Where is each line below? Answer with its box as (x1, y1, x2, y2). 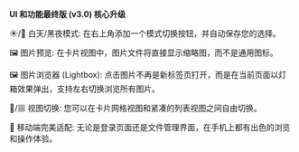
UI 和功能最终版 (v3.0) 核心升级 (9, 9, 126, 19)
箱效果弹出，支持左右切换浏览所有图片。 (9, 83, 160, 94)
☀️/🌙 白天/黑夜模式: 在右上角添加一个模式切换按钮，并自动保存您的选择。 (9, 28, 282, 39)
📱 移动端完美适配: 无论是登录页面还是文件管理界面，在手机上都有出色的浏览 (9, 122, 291, 132)
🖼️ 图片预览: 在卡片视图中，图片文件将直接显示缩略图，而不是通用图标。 (9, 47, 278, 58)
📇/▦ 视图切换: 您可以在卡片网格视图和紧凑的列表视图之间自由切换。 (9, 103, 262, 113)
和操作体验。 (9, 133, 57, 144)
